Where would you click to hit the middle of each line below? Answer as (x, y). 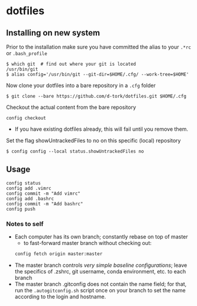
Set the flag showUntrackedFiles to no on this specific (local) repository (93, 141)
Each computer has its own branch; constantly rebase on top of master (101, 237)
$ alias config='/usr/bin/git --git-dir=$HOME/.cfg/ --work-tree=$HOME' (98, 75)
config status (24, 183)
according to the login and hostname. (60, 297)
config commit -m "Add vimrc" (43, 194)
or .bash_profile (27, 53)
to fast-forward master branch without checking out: (88, 243)
